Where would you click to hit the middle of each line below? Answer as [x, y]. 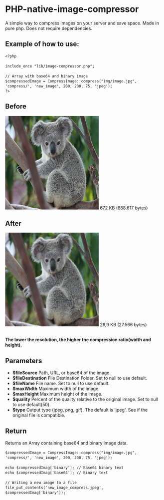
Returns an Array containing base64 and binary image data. [67, 443]
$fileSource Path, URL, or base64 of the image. [62, 373]
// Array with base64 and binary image [47, 76]
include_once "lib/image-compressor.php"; [50, 66]
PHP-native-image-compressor [72, 9]
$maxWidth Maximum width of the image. [56, 389]
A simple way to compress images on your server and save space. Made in [82, 23]
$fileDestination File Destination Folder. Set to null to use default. [80, 378]
